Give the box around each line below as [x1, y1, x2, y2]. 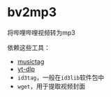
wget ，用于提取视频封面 [17, 82, 86, 90]
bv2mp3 [7, 4, 57, 20]
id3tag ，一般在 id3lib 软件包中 [17, 73, 105, 82]
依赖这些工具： [7, 43, 50, 51]
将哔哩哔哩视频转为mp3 [7, 28, 75, 37]
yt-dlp [17, 65, 36, 73]
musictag [17, 57, 45, 65]
